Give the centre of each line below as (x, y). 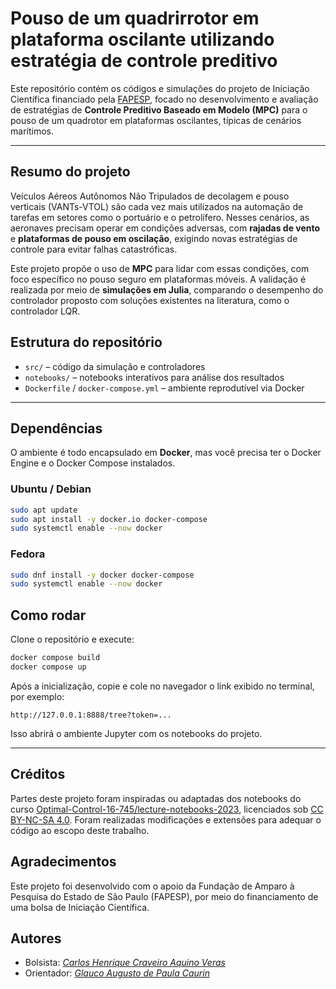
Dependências (56, 428)
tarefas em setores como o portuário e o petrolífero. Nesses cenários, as (160, 217)
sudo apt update (44, 510)
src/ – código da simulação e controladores (115, 366)
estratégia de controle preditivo (144, 61)
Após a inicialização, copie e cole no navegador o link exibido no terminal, (162, 686)
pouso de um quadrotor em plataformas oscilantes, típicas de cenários (156, 120)
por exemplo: (37, 696)
